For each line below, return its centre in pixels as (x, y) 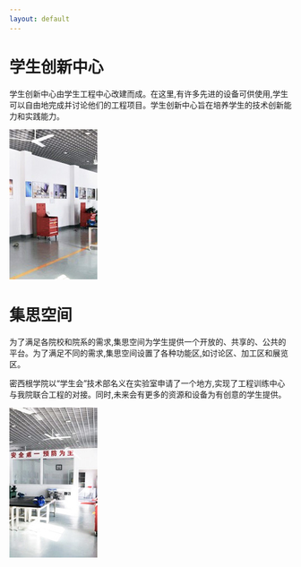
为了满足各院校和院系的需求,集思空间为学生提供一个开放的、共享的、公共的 (148, 341)
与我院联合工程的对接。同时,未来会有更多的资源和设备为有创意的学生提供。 (148, 394)
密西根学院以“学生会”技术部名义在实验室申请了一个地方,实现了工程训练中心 (147, 383)
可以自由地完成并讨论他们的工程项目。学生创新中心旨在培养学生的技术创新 (146, 105)
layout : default (39, 19)
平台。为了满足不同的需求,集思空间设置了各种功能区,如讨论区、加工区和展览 (149, 353)
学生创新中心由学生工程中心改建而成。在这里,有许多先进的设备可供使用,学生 (149, 93)
